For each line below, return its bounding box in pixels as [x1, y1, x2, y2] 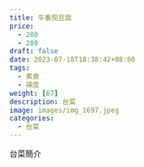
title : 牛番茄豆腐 [9, 13, 72, 23]
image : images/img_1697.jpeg [9, 106, 120, 115]
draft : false [9, 47, 59, 56]
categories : [9, 114, 54, 123]
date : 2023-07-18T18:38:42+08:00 [9, 55, 136, 64]
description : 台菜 [9, 97, 76, 107]
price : [9, 22, 34, 31]
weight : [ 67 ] [9, 88, 59, 97]
